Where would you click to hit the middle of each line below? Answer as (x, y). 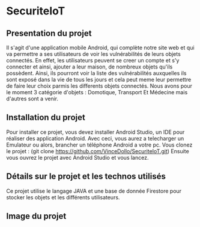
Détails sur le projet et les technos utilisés (86, 176)
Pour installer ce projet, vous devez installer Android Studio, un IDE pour (95, 132)
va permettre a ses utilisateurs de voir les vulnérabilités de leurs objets (94, 54)
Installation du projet (46, 117)
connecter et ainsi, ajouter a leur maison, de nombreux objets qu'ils (89, 67)
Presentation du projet (49, 33)
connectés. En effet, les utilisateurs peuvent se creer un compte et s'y (93, 60)
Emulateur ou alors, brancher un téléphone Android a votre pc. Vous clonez (99, 145)
